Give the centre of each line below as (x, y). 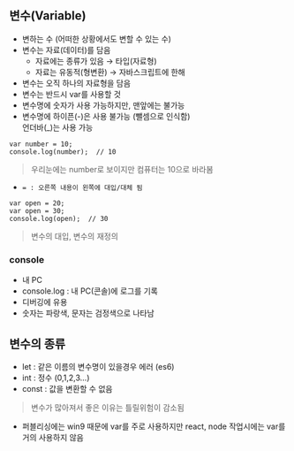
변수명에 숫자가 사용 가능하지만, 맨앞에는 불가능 (103, 105)
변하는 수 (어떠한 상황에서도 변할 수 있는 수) (97, 39)
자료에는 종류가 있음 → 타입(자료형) (96, 61)
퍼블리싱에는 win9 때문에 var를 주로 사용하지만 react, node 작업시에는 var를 (154, 426)
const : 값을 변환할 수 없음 (67, 388)
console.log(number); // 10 (63, 152)
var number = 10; (41, 144)
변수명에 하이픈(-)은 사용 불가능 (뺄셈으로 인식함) (106, 116)
